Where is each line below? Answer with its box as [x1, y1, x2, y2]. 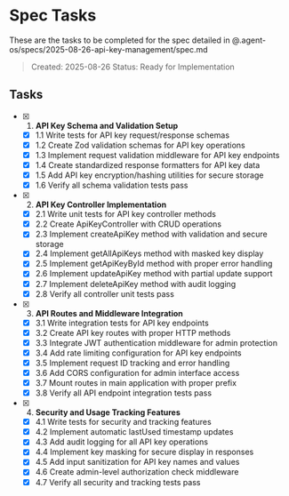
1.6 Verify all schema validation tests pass [35, 180, 189, 191]
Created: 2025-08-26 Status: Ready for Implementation [30, 61, 236, 72]
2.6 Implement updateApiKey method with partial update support [35, 268, 273, 279]
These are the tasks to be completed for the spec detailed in [9, 35, 230, 45]
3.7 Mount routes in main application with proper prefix [35, 378, 237, 388]
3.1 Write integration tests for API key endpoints [35, 317, 209, 328]
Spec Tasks [9, 5, 97, 26]
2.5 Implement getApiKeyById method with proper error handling [35, 259, 273, 269]
